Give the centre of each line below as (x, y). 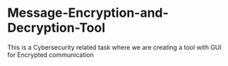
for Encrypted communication (50, 55)
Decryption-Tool (56, 28)
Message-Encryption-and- (88, 13)
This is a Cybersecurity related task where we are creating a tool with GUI (115, 47)
